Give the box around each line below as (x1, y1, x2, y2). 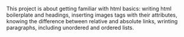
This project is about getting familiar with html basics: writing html (6, 5, 172, 12)
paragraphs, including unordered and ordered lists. (6, 24, 134, 31)
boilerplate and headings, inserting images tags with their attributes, (6, 11, 178, 18)
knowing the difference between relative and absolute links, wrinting (6, 18, 178, 24)
